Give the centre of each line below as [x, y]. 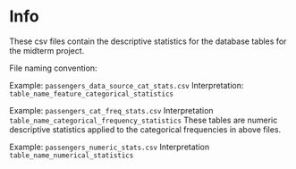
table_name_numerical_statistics [72, 155]
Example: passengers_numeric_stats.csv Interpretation [110, 147]
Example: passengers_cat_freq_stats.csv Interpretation [111, 110]
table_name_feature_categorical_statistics [92, 94]
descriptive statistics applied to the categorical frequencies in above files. [145, 129]
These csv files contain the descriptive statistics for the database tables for [148, 41]
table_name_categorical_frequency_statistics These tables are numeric [144, 120]
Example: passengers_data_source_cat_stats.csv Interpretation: [127, 85]
